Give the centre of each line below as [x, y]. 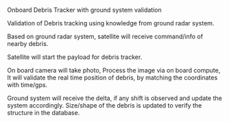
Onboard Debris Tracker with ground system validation [85, 10]
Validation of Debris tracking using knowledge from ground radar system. [111, 23]
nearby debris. [28, 44]
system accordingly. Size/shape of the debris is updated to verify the [105, 105]
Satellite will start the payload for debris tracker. [75, 57]
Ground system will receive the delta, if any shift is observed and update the [115, 98]
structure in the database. [44, 113]
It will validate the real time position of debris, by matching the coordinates [112, 77]
